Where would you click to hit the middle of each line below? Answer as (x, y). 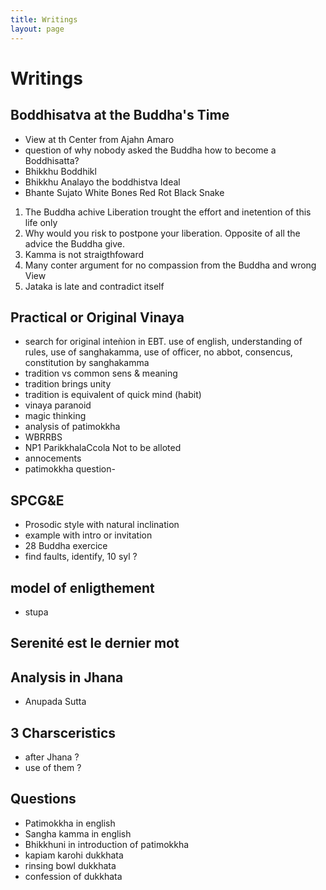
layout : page (37, 29)
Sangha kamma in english (78, 833)
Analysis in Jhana (67, 677)
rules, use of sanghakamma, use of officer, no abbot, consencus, (158, 352)
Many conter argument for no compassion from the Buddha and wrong (170, 265)
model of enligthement (82, 587)
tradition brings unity (68, 384)
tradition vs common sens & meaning (101, 373)
